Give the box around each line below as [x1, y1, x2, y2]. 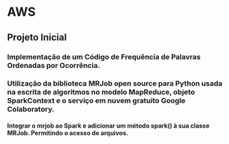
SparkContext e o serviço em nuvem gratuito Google [7, 96, 186, 106]
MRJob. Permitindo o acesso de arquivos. [7, 129, 129, 137]
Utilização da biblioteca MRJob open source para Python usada [7, 79, 223, 88]
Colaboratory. [7, 104, 55, 114]
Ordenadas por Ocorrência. [7, 60, 101, 70]
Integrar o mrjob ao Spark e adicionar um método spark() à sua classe [7, 121, 210, 130]
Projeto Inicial [7, 32, 67, 43]
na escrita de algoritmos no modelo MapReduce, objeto [7, 87, 195, 97]
